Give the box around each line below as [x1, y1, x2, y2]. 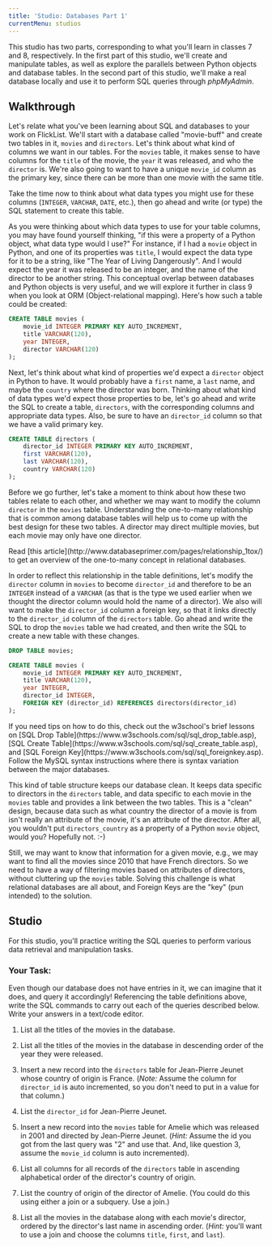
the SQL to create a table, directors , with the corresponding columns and [8, 402, 255, 412]
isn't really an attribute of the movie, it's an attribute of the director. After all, [8, 814, 261, 824]
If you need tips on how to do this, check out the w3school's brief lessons [8, 721, 255, 731]
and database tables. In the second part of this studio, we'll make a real [8, 67, 247, 77]
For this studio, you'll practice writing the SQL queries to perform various [8, 935, 252, 946]
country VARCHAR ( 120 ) [23, 465, 96, 473]
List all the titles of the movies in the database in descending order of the [19, 1040, 264, 1050]
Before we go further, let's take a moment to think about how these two [8, 487, 246, 497]
